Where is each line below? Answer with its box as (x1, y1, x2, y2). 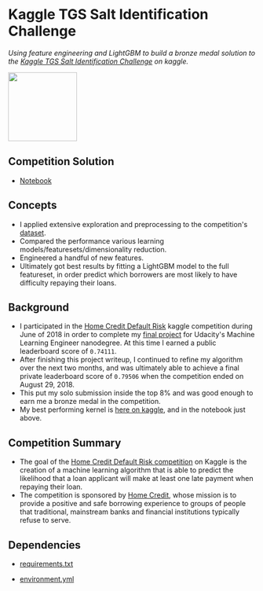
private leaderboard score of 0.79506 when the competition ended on (19, 372, 244, 381)
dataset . (19, 228, 46, 237)
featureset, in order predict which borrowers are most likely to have (19, 270, 238, 279)
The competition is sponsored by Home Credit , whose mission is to (19, 490, 237, 500)
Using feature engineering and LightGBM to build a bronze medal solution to (8, 48, 256, 57)
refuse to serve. (19, 516, 71, 525)
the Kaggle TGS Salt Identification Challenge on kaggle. (8, 57, 189, 66)
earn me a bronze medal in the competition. (19, 397, 161, 406)
